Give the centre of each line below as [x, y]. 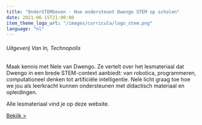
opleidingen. [22, 92]
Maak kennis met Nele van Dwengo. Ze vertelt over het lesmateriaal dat [95, 66]
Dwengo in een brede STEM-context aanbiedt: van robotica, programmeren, [101, 73]
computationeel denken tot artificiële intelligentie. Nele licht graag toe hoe [98, 80]
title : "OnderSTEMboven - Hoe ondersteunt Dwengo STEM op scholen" [93, 12]
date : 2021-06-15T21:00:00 [40, 18]
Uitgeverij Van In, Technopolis [44, 48]
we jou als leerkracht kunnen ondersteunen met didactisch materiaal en [96, 86]
